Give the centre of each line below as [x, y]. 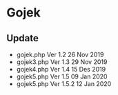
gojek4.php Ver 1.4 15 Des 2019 [61, 69]
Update [23, 38]
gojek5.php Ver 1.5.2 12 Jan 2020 [64, 84]
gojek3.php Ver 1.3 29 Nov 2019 [62, 62]
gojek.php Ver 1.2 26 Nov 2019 [60, 54]
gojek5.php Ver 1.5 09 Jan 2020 [62, 76]
